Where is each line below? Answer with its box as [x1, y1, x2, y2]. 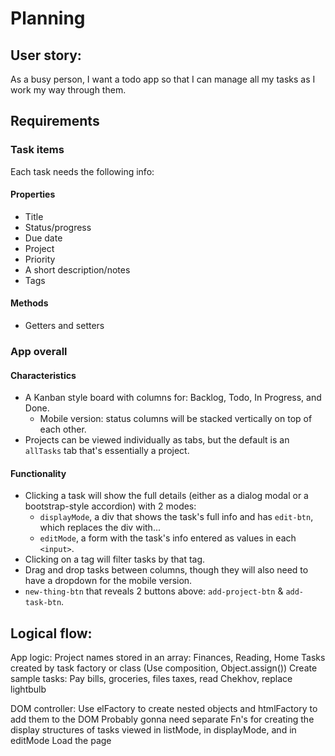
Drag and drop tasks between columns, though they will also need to [24, 564, 309, 576]
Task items [10, 143, 65, 157]
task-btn [24, 598, 62, 608]
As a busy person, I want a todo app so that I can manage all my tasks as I [10, 73, 316, 85]
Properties [10, 188, 56, 201]
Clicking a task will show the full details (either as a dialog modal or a [24, 490, 309, 502]
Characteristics [10, 369, 77, 381]
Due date [24, 232, 63, 244]
